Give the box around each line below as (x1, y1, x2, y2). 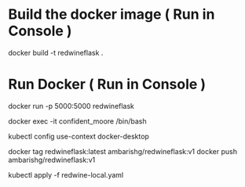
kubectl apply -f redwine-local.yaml (8, 170, 124, 179)
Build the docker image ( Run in (8, 5, 215, 23)
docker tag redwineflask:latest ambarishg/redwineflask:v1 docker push (8, 146, 238, 156)
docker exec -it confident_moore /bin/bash (8, 116, 147, 126)
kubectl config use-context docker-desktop (8, 131, 149, 141)
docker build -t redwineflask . (8, 48, 104, 57)
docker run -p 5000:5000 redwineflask (8, 101, 135, 110)
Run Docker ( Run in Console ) (8, 76, 207, 93)
